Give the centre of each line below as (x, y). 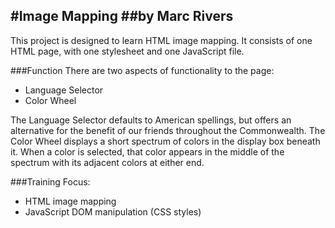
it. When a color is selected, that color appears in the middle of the (147, 151)
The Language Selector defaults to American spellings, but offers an (151, 120)
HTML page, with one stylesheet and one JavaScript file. (127, 51)
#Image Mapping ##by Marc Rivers (122, 16)
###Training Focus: (50, 181)
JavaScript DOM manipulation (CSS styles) (113, 211)
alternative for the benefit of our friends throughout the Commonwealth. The (168, 130)
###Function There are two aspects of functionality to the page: (142, 70)
